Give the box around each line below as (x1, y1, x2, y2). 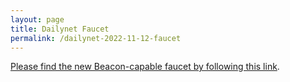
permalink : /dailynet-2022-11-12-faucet (10, 33, 182, 43)
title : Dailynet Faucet (10, 24, 110, 34)
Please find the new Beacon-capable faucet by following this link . (10, 61, 280, 73)
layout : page (10, 14, 65, 25)
